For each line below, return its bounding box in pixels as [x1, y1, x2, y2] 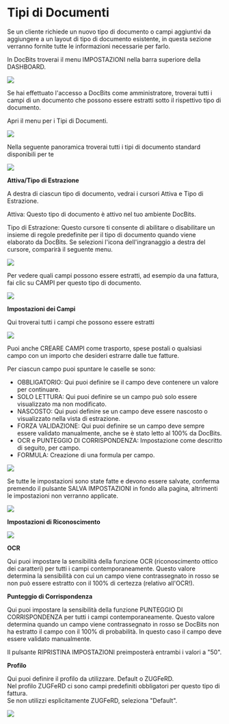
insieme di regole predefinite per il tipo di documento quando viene [7, 230, 196, 239]
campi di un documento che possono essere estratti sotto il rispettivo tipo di [7, 96, 221, 104]
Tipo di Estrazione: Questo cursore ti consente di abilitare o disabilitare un [7, 223, 215, 231]
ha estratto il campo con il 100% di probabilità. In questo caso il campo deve [7, 627, 222, 636]
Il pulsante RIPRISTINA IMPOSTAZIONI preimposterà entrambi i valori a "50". [7, 648, 222, 656]
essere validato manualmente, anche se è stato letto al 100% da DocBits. [16, 429, 222, 437]
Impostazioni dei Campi [7, 304, 76, 313]
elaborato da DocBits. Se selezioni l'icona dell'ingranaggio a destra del [7, 238, 206, 246]
